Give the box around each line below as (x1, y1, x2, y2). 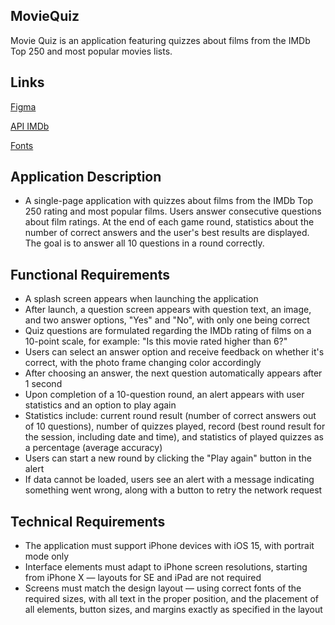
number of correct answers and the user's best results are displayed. (24, 227, 310, 239)
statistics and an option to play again (24, 399, 177, 411)
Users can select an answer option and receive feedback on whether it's (24, 346, 325, 358)
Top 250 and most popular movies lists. (10, 45, 173, 57)
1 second (24, 378, 63, 390)
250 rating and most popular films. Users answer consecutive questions (24, 205, 322, 218)
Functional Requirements (10, 266, 170, 283)
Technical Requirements (10, 513, 166, 530)
